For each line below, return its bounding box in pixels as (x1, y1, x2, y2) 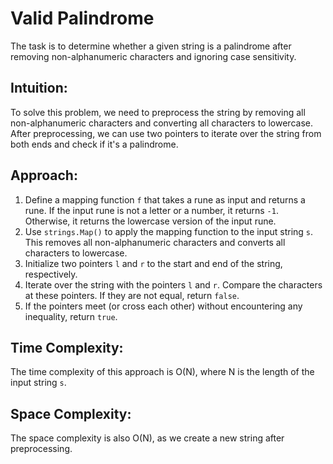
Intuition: (10, 80, 68, 97)
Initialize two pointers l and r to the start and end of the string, (24, 257, 283, 269)
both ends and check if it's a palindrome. (10, 138, 179, 150)
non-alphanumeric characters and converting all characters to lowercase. (10, 117, 313, 129)
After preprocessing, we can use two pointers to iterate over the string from (10, 127, 322, 139)
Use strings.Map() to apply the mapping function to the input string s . (24, 225, 314, 237)
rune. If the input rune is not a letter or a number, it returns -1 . (24, 204, 279, 216)
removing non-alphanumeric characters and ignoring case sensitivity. (10, 50, 297, 62)
